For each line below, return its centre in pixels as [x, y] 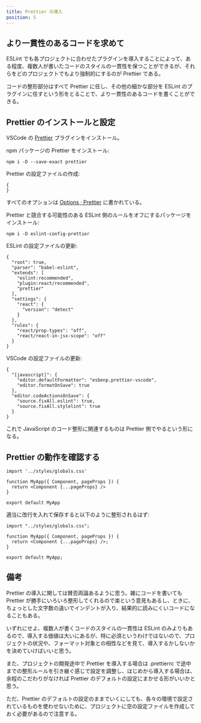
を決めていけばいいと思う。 [40, 650]
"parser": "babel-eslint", [45, 268]
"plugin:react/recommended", [53, 283]
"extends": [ [28, 273]
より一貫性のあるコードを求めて [65, 43]
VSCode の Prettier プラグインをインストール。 [64, 138]
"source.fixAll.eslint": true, [56, 401]
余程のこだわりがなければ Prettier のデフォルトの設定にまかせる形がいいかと [101, 678]
